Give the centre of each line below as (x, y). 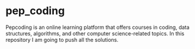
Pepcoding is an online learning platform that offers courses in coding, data (98, 27)
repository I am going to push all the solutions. (62, 40)
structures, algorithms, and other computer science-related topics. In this (95, 33)
